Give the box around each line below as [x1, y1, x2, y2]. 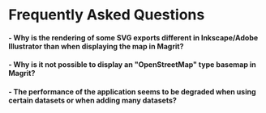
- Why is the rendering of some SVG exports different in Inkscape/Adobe [8, 32, 259, 42]
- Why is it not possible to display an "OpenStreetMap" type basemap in [8, 60, 257, 69]
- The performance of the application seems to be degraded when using [8, 86, 256, 96]
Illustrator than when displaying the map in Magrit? [8, 41, 184, 51]
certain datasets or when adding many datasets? [8, 95, 177, 105]
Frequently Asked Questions [8, 6, 205, 24]
